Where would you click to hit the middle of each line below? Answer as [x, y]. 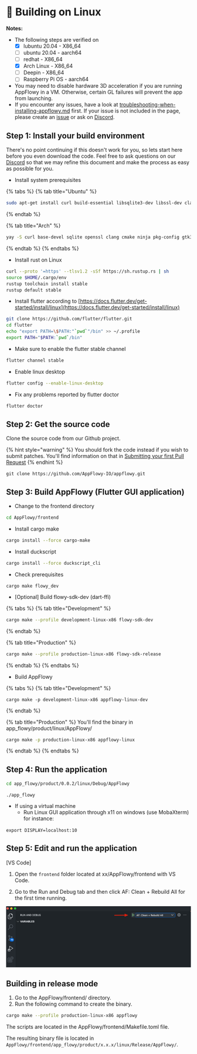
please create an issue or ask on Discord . [64, 117]
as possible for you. [30, 169]
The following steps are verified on [57, 39]
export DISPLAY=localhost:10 [42, 831]
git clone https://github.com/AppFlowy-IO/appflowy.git [76, 474]
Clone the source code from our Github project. [63, 439]
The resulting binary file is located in [50, 1038]
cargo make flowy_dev [33, 586]
